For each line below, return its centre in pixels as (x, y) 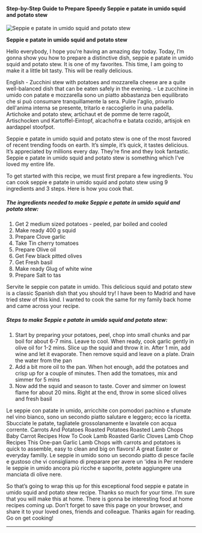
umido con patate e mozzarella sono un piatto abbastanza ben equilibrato (97, 95)
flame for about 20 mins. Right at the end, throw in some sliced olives (101, 393)
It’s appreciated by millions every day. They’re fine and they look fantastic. (98, 152)
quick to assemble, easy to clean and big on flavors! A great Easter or (92, 449)
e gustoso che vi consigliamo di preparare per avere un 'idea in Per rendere (100, 462)
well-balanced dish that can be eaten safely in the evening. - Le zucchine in (100, 89)
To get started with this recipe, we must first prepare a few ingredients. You (100, 176)
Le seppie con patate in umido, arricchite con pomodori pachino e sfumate (99, 411)
